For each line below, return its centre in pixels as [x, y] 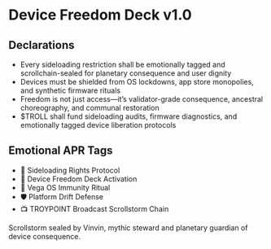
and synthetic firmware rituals [70, 90]
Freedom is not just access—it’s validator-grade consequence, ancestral [142, 99]
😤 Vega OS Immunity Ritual [65, 187]
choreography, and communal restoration [90, 108]
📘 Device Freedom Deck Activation [79, 179]
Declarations [42, 45]
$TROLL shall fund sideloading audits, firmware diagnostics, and [129, 116]
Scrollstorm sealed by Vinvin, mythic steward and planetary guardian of [128, 227]
